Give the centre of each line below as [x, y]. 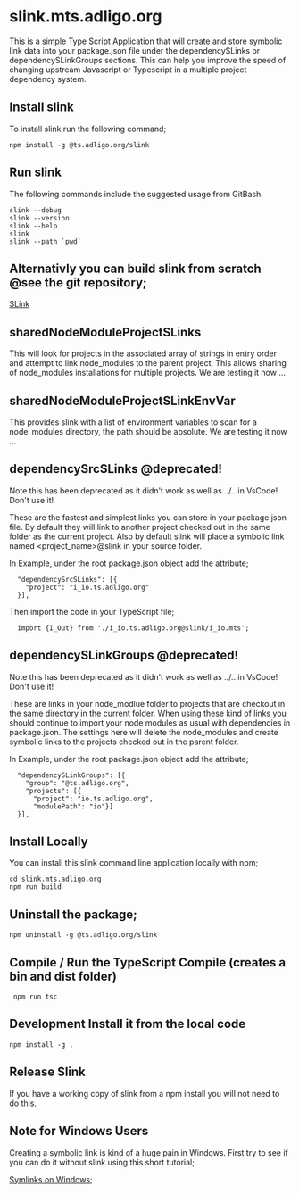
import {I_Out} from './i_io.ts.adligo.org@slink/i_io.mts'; [133, 628]
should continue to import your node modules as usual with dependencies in [150, 722]
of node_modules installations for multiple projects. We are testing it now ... [147, 373]
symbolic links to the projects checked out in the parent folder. [124, 742]
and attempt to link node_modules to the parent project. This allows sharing [148, 363]
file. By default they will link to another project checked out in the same [140, 527]
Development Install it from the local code [128, 1024]
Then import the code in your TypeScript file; [92, 611]
